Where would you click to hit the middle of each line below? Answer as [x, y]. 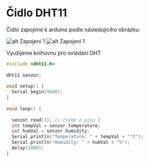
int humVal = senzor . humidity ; [51, 131]
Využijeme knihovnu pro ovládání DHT [53, 53]
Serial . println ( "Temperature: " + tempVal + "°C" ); [78, 137]
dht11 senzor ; [24, 75]
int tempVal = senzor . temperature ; [56, 126]
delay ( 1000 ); [28, 148]
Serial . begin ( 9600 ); [37, 92]
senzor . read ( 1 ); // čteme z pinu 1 [56, 120]
